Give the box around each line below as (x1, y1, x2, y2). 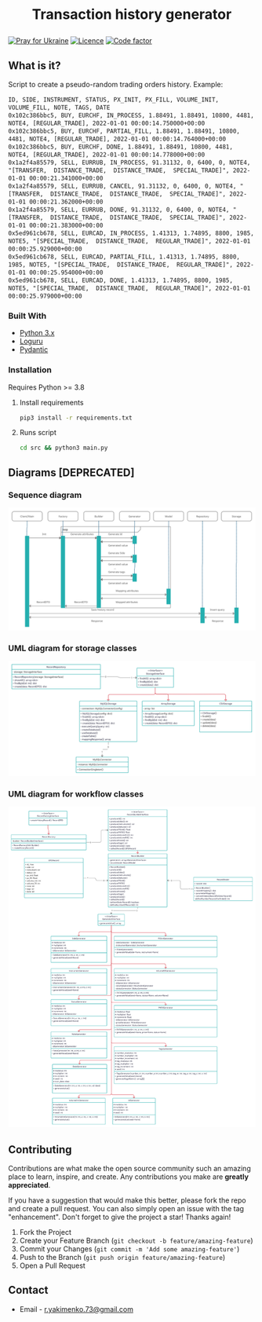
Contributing (8, 1143, 72, 1156)
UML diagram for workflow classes (8, 788, 144, 799)
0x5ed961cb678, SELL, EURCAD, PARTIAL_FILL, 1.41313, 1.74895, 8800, (8, 253, 241, 261)
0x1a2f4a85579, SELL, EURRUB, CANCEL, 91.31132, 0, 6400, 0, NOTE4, (8, 182, 237, 190)
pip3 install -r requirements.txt (19, 414, 133, 422)
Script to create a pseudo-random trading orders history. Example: (8, 80, 224, 89)
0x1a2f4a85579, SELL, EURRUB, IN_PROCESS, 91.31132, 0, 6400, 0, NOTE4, (8, 159, 251, 167)
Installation (8, 364, 53, 375)
